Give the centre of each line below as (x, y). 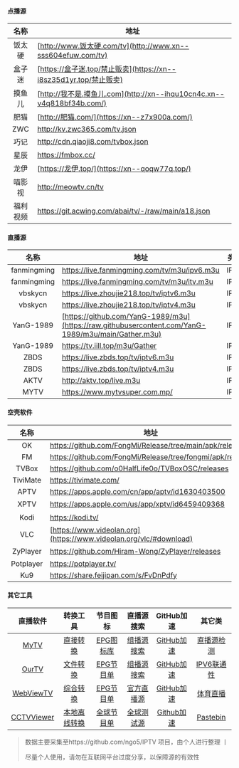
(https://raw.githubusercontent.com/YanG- (134, 325)
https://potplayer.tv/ (83, 564)
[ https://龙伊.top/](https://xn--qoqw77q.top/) (115, 169)
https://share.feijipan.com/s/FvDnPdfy (113, 575)
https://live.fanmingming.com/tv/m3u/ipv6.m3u (141, 270)
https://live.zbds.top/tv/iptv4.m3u (118, 369)
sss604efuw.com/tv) (73, 56)
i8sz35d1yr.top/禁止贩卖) (80, 80)
